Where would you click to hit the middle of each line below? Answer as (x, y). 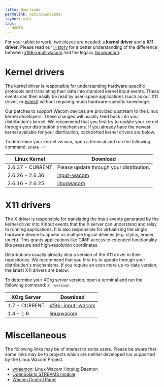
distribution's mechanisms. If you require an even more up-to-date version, (81, 265)
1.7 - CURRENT (26, 306)
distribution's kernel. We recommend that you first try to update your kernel (82, 122)
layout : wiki (18, 19)
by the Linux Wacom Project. (34, 359)
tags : (11, 23)
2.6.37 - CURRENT (30, 167)
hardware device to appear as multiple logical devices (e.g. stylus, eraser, (80, 235)
